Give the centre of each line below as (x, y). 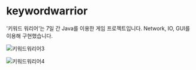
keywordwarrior (47, 11)
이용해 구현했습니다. (29, 36)
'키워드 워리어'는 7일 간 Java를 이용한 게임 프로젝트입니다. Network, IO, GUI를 (98, 28)
